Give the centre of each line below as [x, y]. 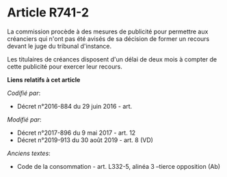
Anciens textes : [29, 153]
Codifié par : [24, 93]
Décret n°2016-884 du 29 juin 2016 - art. [75, 106]
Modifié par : [25, 119]
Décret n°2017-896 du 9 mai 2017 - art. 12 [76, 133]
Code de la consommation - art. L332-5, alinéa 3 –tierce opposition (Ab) [119, 166]
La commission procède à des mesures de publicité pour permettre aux [108, 31]
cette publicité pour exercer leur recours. [65, 66]
